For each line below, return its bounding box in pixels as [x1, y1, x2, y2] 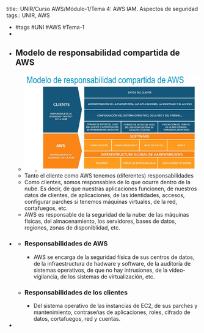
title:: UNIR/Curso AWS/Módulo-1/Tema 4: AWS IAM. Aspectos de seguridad [6, 6, 199, 12]
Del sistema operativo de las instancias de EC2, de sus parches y [33, 302, 198, 309]
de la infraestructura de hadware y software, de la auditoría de [33, 260, 191, 267]
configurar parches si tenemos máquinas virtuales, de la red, [24, 198, 178, 206]
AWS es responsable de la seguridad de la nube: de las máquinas [24, 211, 189, 219]
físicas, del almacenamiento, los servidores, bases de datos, [24, 217, 177, 225]
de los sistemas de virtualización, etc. [60, 272, 155, 280]
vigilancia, [33, 272, 59, 280]
